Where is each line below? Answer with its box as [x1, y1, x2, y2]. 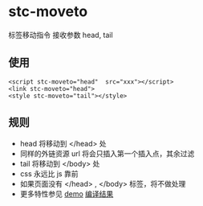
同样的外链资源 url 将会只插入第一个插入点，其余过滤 [19, 148, 195, 159]
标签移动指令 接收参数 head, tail [8, 30, 114, 39]
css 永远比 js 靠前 [19, 168, 79, 179]
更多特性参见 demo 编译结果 [19, 188, 114, 199]
